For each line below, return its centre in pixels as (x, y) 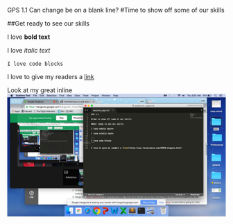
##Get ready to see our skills (49, 23)
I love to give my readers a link (51, 77)
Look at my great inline (40, 90)
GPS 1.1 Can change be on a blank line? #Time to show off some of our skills (116, 10)
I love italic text (29, 50)
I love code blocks (35, 64)
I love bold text (29, 37)
